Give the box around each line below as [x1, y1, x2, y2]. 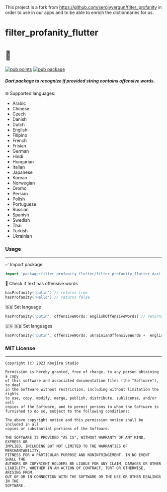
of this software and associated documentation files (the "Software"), [5, 378, 159, 384]
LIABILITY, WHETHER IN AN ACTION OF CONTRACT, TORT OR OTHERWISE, [5, 466, 146, 471]
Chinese [12, 106, 30, 112]
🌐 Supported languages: [5, 90, 56, 96]
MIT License [5, 345, 36, 352]
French [12, 137, 27, 144]
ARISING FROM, [5, 470, 35, 475]
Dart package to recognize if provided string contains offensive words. [5, 77, 156, 84]
